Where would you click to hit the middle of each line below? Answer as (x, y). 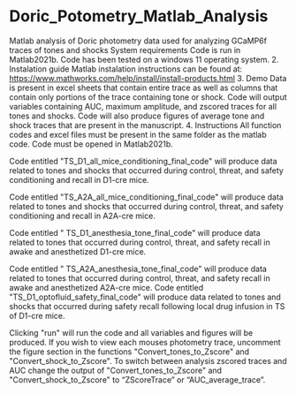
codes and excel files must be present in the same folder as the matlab (138, 134)
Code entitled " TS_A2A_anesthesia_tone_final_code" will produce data (138, 269)
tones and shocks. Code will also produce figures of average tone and (137, 116)
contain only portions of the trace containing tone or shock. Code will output (148, 97)
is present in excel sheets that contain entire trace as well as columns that (144, 87)
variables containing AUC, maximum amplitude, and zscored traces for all (143, 106)
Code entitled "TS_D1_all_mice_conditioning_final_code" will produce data (143, 161)
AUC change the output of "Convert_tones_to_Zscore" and (116, 370)
